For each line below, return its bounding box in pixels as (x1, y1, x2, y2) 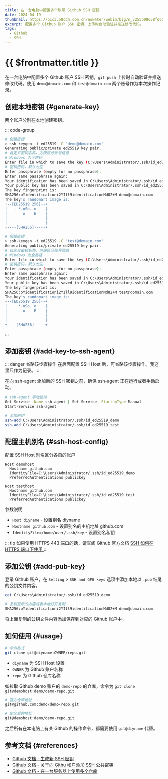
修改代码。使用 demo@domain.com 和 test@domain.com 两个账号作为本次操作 (5, 80, 156, 86)
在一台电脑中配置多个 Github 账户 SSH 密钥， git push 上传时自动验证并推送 (5, 74, 161, 80)
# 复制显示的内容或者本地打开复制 (5, 602, 66, 607)
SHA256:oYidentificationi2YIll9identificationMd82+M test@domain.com (5, 290, 153, 295)
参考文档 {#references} (5, 741, 78, 750)
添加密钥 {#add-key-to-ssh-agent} (5, 347, 115, 356)
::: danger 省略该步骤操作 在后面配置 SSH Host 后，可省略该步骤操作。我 (5, 361, 155, 367)
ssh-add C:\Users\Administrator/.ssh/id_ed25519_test (5, 422, 120, 427)
